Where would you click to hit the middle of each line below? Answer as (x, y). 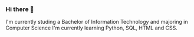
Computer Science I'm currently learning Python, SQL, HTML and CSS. (92, 28)
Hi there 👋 (20, 9)
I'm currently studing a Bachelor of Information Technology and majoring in (97, 22)
